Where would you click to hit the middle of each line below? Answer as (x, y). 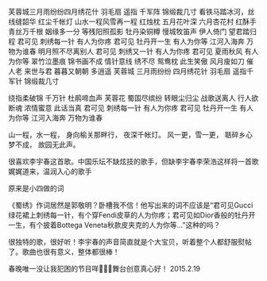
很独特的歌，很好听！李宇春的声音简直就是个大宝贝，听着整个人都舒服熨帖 (130, 242)
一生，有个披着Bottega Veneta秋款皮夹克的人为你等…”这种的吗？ (114, 225)
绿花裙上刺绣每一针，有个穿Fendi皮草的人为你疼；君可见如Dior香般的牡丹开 (132, 215)
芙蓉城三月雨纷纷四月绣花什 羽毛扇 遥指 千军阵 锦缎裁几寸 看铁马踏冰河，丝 (132, 12)
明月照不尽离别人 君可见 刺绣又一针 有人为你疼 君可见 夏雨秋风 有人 (148, 51)
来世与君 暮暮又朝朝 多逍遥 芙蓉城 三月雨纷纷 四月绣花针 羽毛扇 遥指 (135, 71)
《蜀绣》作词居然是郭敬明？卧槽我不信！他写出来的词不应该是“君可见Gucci (131, 205)
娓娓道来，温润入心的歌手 (50, 171)
